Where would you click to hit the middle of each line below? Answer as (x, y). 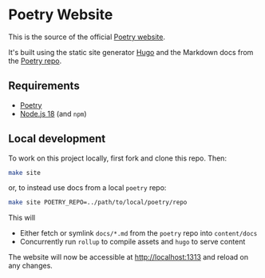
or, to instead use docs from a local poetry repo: (87, 188)
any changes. (31, 266)
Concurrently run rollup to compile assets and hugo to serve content (132, 242)
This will (22, 218)
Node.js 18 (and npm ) (53, 113)
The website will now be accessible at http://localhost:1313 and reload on (129, 257)
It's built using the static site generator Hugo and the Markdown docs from (131, 52)
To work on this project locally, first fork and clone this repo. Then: (118, 158)
